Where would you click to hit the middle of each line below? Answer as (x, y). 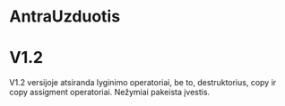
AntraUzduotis (65, 17)
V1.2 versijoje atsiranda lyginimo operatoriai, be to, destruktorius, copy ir (143, 83)
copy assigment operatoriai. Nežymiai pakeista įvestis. (110, 93)
